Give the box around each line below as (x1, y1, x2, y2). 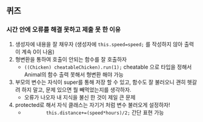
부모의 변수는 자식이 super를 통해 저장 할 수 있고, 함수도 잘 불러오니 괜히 (15, 78, 186, 86)
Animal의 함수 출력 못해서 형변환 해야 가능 (24, 70, 124, 78)
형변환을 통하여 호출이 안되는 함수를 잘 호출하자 (15, 55, 127, 63)
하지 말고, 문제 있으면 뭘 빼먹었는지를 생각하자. (21, 86, 131, 93)
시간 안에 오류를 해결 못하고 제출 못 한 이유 (6, 25, 121, 34)
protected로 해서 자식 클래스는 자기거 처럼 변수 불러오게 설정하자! (15, 101, 171, 108)
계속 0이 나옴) (21, 48, 55, 55)
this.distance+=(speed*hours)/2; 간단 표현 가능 (45, 109, 164, 116)
